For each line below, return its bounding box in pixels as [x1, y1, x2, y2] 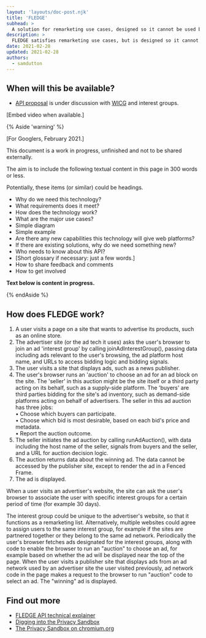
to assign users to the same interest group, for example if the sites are [6, 526, 183, 533]
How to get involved [15, 268, 66, 275]
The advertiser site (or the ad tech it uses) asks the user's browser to [15, 338, 190, 346]
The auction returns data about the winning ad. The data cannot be [15, 456, 185, 464]
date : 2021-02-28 [6, 44, 51, 50]
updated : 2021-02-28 [6, 49, 59, 55]
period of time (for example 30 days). [6, 500, 101, 508]
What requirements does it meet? [15, 202, 100, 209]
